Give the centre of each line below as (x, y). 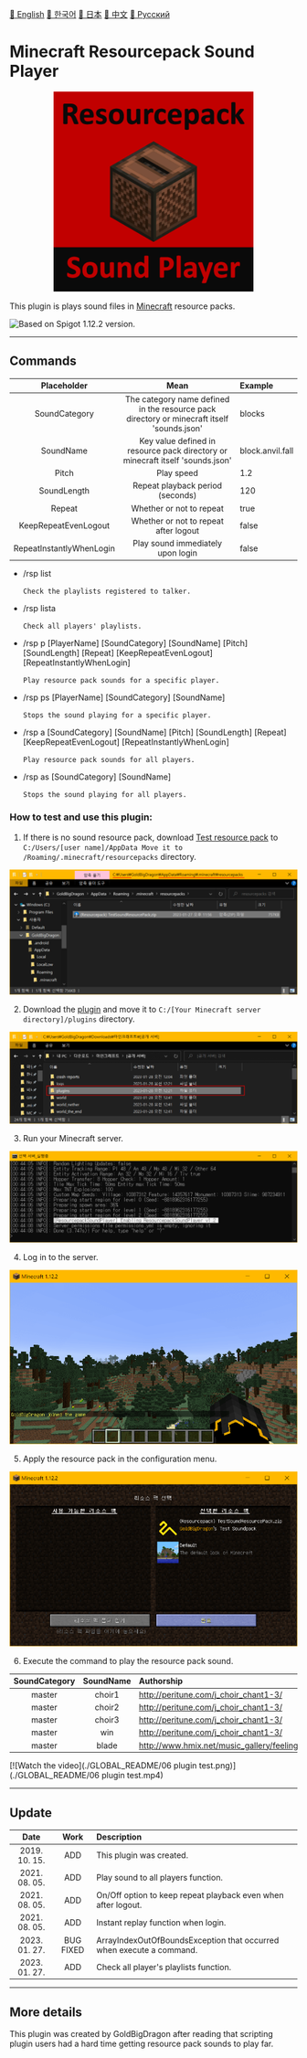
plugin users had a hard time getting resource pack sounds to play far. (142, 2044)
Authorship (161, 1681)
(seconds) (178, 495)
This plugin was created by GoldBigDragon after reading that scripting (142, 2034)
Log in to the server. (60, 1257)
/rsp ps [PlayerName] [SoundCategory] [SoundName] (124, 697)
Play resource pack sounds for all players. (109, 759)
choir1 (107, 1694)
